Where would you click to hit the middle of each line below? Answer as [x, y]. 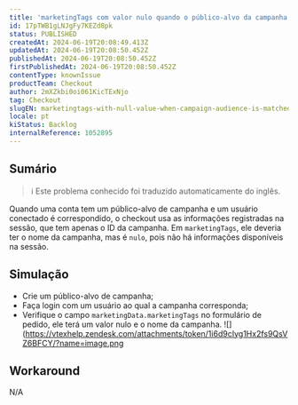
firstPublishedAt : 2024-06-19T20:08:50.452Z [93, 67]
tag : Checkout [35, 100]
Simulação [39, 275]
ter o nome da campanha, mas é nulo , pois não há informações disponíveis [146, 237]
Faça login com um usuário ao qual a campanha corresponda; [135, 305]
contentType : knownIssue [55, 75]
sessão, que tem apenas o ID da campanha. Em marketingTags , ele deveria [145, 227]
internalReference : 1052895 [61, 133]
